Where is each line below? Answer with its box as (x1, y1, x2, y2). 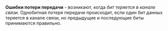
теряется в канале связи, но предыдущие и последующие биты (5, 15, 144, 20)
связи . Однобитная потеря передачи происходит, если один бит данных (5, 9, 163, 15)
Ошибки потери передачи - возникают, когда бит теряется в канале (5, 4, 156, 10)
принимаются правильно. (5, 20, 62, 26)
